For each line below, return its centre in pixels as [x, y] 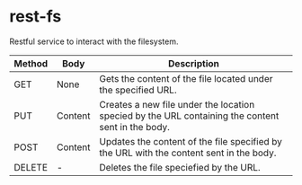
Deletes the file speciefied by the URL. [180, 167]
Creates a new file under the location [177, 104]
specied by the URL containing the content [189, 116]
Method [31, 63]
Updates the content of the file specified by [191, 141]
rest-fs [36, 17]
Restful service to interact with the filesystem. [94, 41]
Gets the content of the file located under [186, 78]
